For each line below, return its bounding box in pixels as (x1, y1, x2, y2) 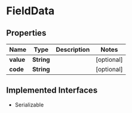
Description (56, 46, 90, 54)
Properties (6, 28, 47, 38)
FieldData (6, 4, 55, 18)
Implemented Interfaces (6, 85, 98, 96)
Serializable (14, 101, 44, 108)
